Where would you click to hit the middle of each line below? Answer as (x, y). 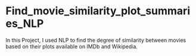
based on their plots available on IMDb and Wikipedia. (72, 46)
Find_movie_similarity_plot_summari (98, 11)
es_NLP (25, 24)
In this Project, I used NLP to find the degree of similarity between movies (96, 40)
